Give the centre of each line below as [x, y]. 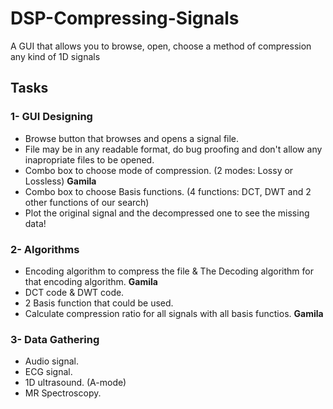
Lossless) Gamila [60, 181]
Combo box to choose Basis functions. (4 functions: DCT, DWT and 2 [168, 191]
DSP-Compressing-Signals [125, 18]
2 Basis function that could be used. [99, 303]
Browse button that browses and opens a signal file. [132, 138]
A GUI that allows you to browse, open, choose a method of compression [161, 46]
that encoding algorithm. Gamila [91, 281]
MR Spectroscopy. [63, 393]
